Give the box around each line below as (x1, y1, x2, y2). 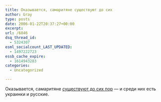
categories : (5, 63, 30, 68)
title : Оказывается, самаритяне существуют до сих (5, 7, 113, 12)
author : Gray (5, 12, 32, 17)
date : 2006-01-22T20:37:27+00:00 (5, 21, 75, 26)
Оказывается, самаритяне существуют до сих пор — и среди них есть (5, 86, 156, 91)
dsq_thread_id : (5, 35, 37, 40)
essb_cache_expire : (5, 53, 46, 59)
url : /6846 (5, 30, 28, 35)
